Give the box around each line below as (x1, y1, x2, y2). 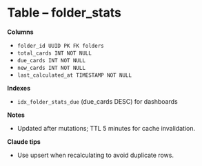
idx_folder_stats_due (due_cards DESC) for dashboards (17, 97, 178, 105)
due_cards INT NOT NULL (17, 57, 86, 64)
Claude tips (7, 137, 41, 146)
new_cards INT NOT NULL (17, 64, 86, 71)
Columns (7, 28, 34, 36)
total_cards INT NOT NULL (17, 50, 92, 57)
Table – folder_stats (7, 5, 122, 21)
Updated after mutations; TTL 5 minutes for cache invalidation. (17, 124, 196, 132)
